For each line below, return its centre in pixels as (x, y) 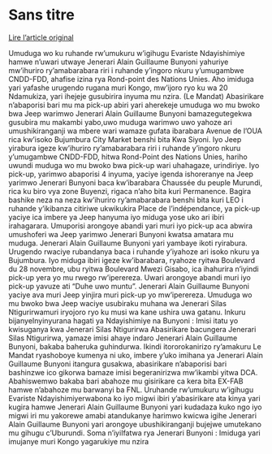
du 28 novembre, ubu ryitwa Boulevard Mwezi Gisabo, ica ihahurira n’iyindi (134, 269)
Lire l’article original (41, 37)
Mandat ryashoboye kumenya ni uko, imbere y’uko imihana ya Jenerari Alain (136, 355)
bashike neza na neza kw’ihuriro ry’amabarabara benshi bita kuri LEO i (126, 200)
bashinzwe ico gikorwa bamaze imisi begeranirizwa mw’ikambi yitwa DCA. (133, 372)
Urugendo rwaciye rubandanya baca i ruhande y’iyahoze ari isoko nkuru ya (134, 251)
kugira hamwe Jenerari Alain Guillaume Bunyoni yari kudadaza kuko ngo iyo (135, 407)
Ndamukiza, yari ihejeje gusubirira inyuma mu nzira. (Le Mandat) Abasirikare (136, 96)
